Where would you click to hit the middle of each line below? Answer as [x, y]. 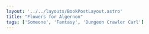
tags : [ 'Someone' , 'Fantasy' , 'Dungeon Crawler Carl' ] [75, 22]
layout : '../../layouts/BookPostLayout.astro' [64, 11]
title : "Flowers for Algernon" [45, 17]
